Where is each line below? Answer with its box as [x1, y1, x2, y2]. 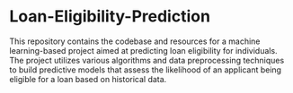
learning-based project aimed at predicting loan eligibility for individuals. [9, 45, 278, 55]
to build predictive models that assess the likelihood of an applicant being [9, 64, 281, 75]
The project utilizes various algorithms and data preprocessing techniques [9, 55, 285, 65]
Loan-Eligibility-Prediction [9, 6, 211, 27]
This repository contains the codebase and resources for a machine [9, 36, 261, 46]
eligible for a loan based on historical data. [9, 73, 167, 84]
